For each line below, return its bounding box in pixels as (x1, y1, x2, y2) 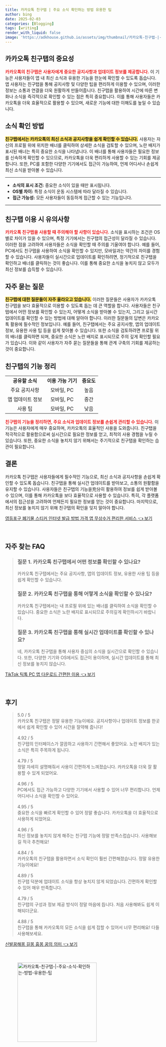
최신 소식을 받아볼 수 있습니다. (5, 167, 63, 173)
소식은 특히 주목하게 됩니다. (17, 747, 71, 753)
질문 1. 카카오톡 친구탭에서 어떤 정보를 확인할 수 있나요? (17, 559, 141, 566)
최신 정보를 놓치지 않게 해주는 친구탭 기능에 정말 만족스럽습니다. (17, 832, 140, 839)
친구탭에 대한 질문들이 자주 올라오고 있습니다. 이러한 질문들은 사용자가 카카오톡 (5, 296, 156, 303)
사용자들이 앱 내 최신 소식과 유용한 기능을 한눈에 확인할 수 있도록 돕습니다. (14, 75, 157, 81)
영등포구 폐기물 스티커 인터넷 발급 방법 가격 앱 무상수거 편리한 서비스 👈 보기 (5, 515, 153, 521)
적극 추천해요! (22, 839, 49, 845)
